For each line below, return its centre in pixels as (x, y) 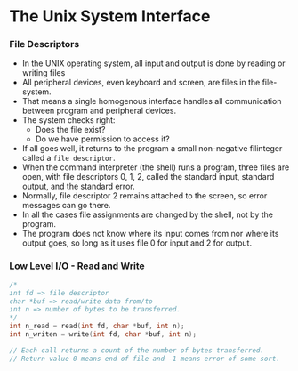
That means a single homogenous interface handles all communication (152, 101)
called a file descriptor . (68, 158)
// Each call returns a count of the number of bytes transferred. (137, 350)
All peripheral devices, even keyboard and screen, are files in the (141, 83)
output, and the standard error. (78, 186)
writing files (44, 73)
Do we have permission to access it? (103, 139)
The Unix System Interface (110, 16)
